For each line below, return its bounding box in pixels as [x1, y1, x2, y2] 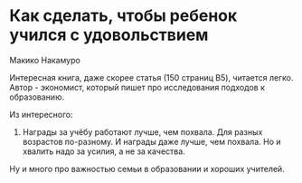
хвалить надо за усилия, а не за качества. [22, 146, 185, 157]
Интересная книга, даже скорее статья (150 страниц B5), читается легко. [9, 72, 294, 82]
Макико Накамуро [9, 54, 81, 65]
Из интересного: [9, 109, 74, 120]
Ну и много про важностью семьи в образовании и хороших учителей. [9, 163, 285, 174]
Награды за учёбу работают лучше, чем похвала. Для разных [22, 126, 263, 137]
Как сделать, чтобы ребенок [9, 5, 238, 26]
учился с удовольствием [9, 24, 209, 45]
